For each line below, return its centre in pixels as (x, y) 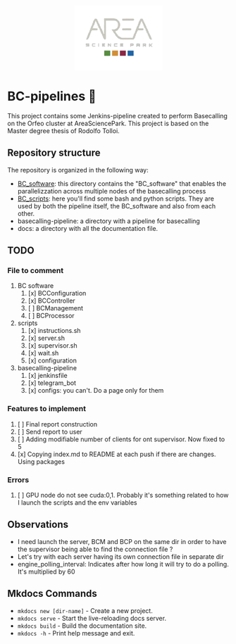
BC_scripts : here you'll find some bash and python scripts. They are (116, 198)
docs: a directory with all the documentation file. (88, 228)
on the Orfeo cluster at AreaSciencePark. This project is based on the (108, 123)
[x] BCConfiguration (57, 293)
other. (26, 213)
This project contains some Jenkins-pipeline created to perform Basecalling (117, 115)
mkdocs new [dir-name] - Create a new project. (85, 610)
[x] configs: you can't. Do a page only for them (96, 391)
